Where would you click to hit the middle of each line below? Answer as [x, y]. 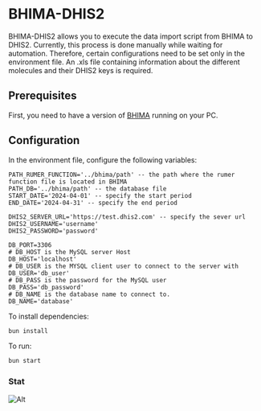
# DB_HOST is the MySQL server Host [69, 252]
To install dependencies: [49, 316]
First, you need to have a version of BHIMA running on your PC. [113, 115]
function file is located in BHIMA [68, 182]
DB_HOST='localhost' [43, 259]
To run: [20, 346]
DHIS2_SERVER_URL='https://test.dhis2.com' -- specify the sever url [127, 217]
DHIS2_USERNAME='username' [53, 224]
